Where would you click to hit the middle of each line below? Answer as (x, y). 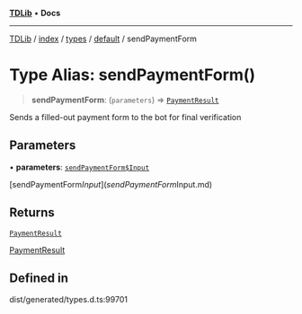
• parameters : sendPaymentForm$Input (80, 167)
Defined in (39, 278)
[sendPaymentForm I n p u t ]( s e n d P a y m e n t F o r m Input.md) (111, 184)
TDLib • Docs (35, 13)
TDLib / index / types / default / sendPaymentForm (103, 39)
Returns (32, 213)
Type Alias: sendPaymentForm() (133, 75)
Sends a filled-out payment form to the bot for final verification (125, 117)
